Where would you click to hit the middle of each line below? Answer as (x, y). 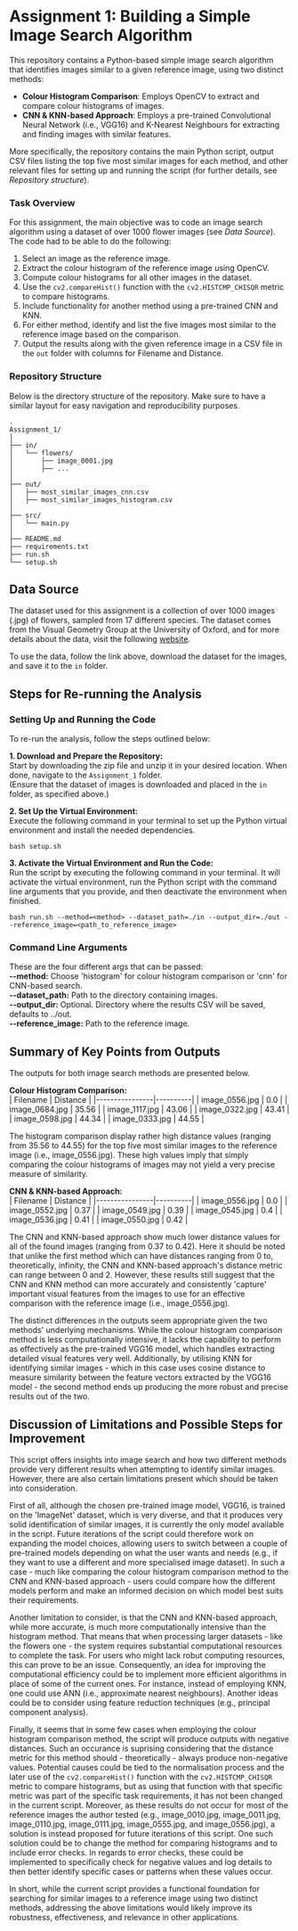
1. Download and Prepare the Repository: (86, 756)
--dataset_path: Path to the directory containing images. (113, 995)
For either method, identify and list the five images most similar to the (149, 325)
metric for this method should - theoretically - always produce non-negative (149, 1757)
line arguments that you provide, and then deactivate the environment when (148, 892)
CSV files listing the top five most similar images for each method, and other (149, 160)
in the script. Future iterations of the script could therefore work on (132, 1533)
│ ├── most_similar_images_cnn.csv (79, 492)
